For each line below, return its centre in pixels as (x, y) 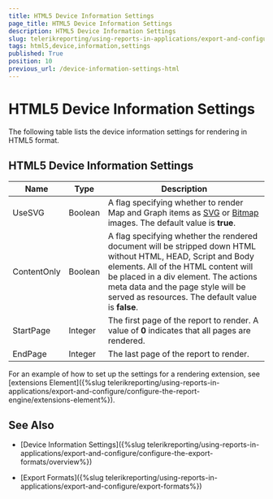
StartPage (32, 330)
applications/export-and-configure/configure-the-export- (117, 453)
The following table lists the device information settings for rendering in (128, 132)
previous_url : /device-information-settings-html (94, 69)
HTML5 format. (34, 140)
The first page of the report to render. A (183, 320)
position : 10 (30, 62)
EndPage (30, 354)
